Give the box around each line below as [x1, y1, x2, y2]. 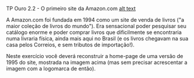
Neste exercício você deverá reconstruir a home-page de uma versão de [6, 53, 183, 59]
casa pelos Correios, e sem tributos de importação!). [6, 41, 135, 48]
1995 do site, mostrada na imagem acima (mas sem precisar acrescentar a [6, 59, 187, 66]
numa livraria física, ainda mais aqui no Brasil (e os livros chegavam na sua [6, 35, 189, 42]
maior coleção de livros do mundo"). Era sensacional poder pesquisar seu [6, 23, 186, 29]
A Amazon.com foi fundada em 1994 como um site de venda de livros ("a [6, 16, 185, 23]
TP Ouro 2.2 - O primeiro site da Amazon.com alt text [6, 5, 136, 12]
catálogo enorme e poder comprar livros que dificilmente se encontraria [6, 29, 182, 36]
